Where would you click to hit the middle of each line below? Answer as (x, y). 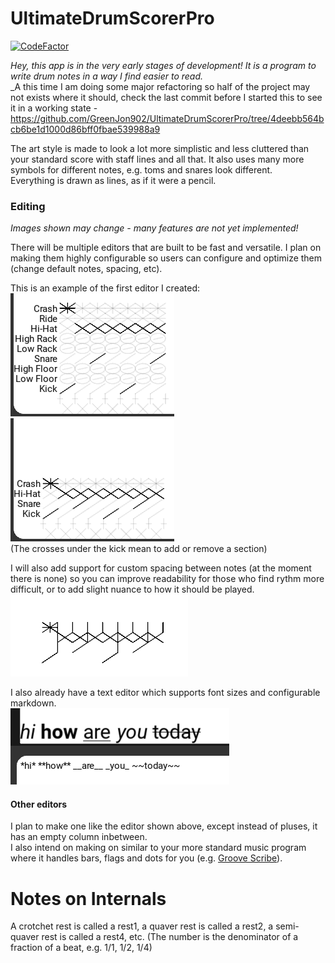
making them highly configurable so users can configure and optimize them (166, 258)
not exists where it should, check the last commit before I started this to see (166, 97)
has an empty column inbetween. (79, 837)
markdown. (33, 703)
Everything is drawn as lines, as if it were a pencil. (113, 180)
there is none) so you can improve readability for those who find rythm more (167, 579)
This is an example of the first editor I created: (105, 288)
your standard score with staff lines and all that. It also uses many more (157, 159)
